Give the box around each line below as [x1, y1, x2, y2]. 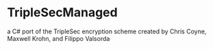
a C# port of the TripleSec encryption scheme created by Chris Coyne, [7, 27, 207, 35]
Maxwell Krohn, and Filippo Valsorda [7, 34, 110, 42]
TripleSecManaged [7, 5, 118, 20]
